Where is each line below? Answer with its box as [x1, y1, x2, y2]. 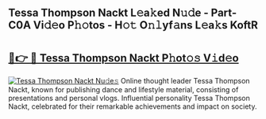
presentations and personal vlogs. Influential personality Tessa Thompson [8, 94, 250, 102]
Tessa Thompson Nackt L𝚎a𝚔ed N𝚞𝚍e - [8, 6, 209, 20]
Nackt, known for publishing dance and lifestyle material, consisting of [8, 85, 239, 94]
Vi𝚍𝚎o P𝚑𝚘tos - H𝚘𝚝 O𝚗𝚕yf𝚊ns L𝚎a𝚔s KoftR [33, 19, 258, 32]
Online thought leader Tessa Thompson [120, 76, 250, 85]
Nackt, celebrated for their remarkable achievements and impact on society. [8, 102, 257, 111]
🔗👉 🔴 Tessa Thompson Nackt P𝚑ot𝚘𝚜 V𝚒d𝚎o [8, 51, 240, 65]
